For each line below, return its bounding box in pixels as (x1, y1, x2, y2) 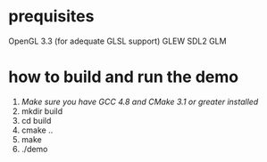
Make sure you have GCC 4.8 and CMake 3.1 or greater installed (21, 96, 259, 107)
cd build (21, 115, 52, 126)
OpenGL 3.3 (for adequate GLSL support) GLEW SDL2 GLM (8, 36, 227, 46)
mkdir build (21, 105, 63, 117)
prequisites (8, 6, 95, 27)
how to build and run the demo (8, 67, 238, 87)
